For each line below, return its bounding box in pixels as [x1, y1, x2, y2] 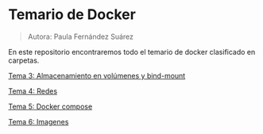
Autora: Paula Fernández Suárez [27, 32, 133, 41]
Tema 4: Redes [8, 86, 58, 96]
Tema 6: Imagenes [8, 117, 69, 126]
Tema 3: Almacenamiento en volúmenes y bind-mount [8, 71, 186, 80]
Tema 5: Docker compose [8, 101, 93, 111]
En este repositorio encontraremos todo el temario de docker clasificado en [8, 47, 256, 56]
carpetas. [8, 56, 40, 65]
